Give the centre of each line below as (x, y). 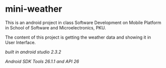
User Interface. (21, 42)
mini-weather (34, 9)
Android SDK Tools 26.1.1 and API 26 (42, 61)
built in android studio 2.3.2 (33, 52)
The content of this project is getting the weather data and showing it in (78, 37)
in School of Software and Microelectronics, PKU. (55, 27)
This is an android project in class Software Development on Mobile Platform (83, 23)
